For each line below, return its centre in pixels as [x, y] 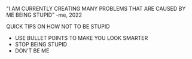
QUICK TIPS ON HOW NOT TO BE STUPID [58, 27]
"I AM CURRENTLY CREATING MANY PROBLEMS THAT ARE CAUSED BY [96, 9]
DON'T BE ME [32, 51]
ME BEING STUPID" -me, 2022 [44, 15]
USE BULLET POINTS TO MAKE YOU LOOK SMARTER [81, 38]
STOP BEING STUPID [41, 44]
